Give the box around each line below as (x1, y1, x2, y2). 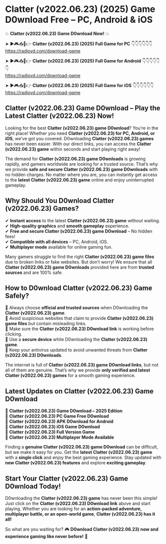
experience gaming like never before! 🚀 (5, 534, 88, 539)
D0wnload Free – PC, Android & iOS (5, 14, 153, 25)
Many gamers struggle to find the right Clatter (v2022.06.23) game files (5, 254, 155, 260)
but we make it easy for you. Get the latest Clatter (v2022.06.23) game (5, 449, 153, 455)
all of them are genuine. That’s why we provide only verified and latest (5, 367, 150, 373)
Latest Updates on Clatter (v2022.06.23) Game (5, 387, 154, 395)
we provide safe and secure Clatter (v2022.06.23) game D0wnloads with (5, 166, 158, 172)
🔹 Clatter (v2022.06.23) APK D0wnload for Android (5, 419, 114, 425)
